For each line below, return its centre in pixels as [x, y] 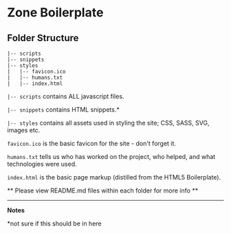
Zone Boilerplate [55, 13]
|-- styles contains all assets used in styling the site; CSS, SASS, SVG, [108, 123]
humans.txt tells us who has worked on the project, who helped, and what [111, 157]
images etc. [24, 130]
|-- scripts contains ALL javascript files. [66, 96]
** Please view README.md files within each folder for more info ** [103, 191]
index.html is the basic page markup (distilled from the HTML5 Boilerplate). [114, 177]
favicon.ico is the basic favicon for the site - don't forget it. [92, 143]
